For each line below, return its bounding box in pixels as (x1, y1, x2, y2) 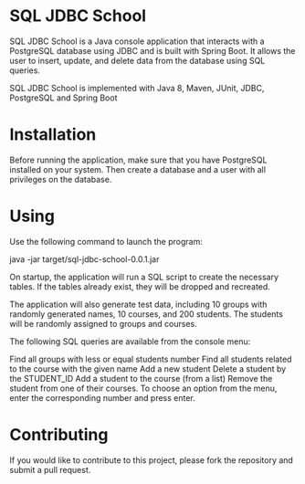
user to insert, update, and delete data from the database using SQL (9, 55, 266, 66)
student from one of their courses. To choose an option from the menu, (9, 383, 278, 394)
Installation (9, 124, 97, 145)
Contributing (9, 425, 109, 445)
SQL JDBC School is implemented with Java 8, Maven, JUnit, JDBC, (9, 82, 265, 93)
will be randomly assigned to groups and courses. (9, 318, 198, 329)
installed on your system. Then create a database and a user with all (9, 163, 267, 174)
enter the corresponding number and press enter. (9, 392, 196, 403)
